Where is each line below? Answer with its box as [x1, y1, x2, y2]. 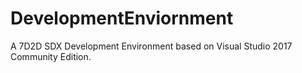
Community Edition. [10, 50, 92, 62]
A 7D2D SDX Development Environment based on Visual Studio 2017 [10, 40, 293, 52]
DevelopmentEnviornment [10, 7, 234, 30]
